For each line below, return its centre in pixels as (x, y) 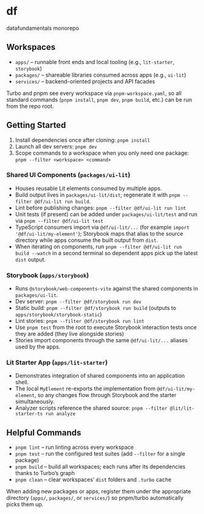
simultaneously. (35, 402)
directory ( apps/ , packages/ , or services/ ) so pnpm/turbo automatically (95, 498)
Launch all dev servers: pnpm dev (56, 146)
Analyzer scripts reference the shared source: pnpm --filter (91, 408)
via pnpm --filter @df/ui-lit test (59, 220)
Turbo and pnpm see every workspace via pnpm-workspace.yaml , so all (94, 93)
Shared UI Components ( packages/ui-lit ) (69, 175)
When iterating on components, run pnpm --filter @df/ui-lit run (99, 246)
